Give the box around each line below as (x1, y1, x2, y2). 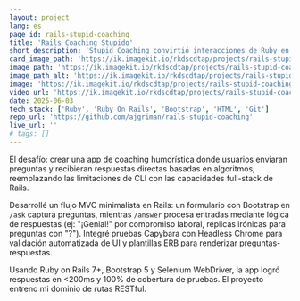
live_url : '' (9, 121, 58, 130)
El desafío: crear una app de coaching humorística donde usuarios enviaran (9, 154, 288, 164)
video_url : (9, 88, 50, 96)
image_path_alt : (9, 71, 70, 80)
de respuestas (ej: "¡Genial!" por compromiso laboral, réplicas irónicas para (9, 218, 286, 229)
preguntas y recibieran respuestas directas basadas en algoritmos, (9, 163, 256, 174)
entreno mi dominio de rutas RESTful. (9, 283, 147, 294)
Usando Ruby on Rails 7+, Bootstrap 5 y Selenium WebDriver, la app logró (9, 264, 280, 275)
